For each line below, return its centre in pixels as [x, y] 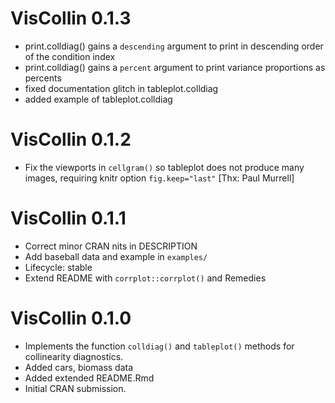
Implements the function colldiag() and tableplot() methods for [159, 346]
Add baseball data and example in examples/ [116, 256]
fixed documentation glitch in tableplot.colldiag [121, 88]
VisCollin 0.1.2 [71, 139]
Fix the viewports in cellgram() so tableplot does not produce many [164, 167]
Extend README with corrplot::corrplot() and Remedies [145, 278]
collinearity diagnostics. [74, 356]
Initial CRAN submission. [75, 388]
